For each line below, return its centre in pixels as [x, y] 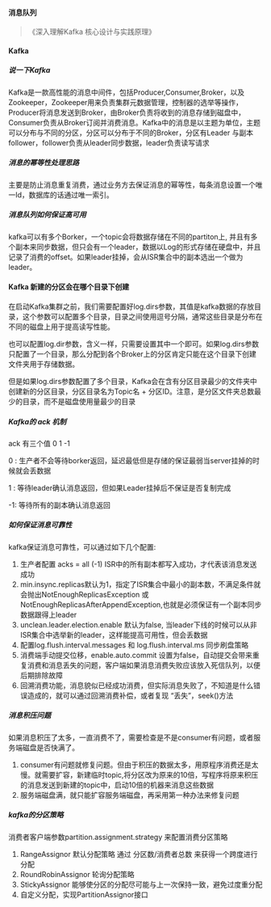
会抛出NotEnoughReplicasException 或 [84, 594]
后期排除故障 [41, 675]
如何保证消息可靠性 [40, 525]
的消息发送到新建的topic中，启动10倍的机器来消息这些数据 [117, 785]
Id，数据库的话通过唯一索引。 [65, 195]
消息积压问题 [29, 715]
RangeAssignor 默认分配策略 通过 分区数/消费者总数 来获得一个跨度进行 [139, 854]
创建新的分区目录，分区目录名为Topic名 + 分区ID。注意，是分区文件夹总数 [131, 391]
